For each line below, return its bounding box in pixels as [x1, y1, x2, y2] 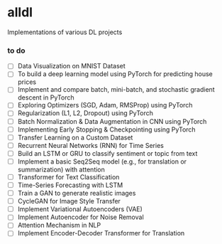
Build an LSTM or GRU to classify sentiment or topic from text [17, 149, 198, 157]
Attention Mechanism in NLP [17, 221, 101, 230]
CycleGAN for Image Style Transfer [17, 197, 121, 206]
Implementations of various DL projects [7, 28, 123, 36]
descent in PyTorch [17, 93, 74, 102]
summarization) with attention [17, 165, 105, 174]
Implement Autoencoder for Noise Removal [17, 213, 144, 221]
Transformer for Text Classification [17, 172, 120, 181]
